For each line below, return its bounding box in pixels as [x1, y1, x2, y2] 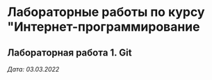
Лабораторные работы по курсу [7, 4, 205, 20]
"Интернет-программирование [7, 19, 200, 35]
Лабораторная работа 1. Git [7, 47, 132, 58]
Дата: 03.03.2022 [7, 65, 60, 73]
